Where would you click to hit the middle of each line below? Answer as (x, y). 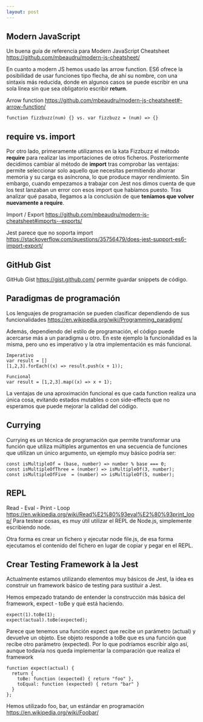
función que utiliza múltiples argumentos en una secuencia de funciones (97, 446)
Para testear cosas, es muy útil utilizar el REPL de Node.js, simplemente (102, 520)
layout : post (23, 12)
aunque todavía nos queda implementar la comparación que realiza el (93, 651)
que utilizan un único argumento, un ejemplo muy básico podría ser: (91, 452)
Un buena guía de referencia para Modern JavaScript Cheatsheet (88, 51)
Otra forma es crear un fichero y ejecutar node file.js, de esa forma (90, 539)
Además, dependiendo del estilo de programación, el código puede (90, 331)
